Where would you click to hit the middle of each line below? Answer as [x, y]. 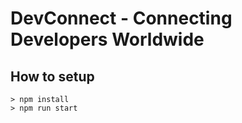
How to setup [52, 76]
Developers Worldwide [107, 39]
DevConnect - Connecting [121, 18]
